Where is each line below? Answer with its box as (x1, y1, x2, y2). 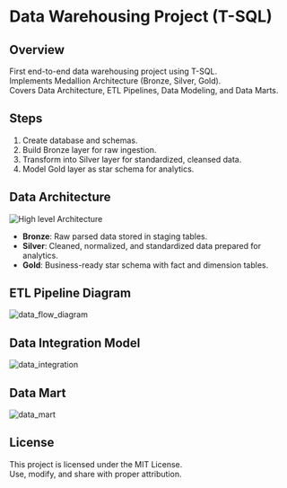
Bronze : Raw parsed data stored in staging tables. (22, 231, 208, 242)
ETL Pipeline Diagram (9, 286, 132, 301)
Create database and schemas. (22, 135, 138, 146)
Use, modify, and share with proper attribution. (9, 468, 182, 479)
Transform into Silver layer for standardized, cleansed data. (22, 154, 242, 164)
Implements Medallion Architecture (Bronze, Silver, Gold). (9, 75, 222, 86)
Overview (9, 42, 65, 58)
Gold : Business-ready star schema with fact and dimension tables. (22, 259, 269, 271)
